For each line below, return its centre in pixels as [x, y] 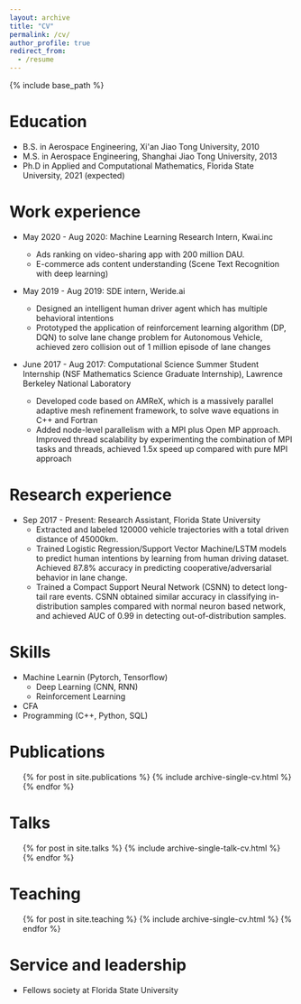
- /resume [36, 60]
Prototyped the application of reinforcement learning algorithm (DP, [161, 327]
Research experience [91, 495]
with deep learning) [72, 273]
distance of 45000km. [77, 539]
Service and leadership [98, 965]
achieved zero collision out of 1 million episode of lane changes [153, 346]
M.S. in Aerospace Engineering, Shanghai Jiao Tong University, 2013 [150, 156]
